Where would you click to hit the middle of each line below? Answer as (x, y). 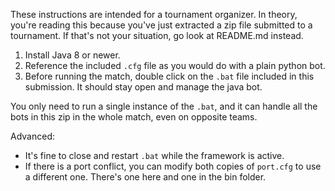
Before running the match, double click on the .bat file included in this (169, 76)
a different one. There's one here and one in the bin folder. (145, 177)
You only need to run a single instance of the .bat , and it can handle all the (164, 106)
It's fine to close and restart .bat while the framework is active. (154, 155)
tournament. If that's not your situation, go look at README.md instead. (157, 35)
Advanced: (32, 136)
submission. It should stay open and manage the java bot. (143, 87)
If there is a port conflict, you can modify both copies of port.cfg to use (173, 166)
